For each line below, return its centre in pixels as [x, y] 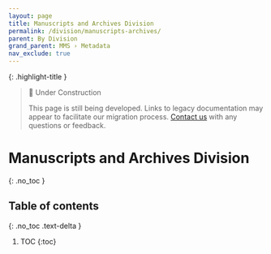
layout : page [30, 16]
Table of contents [54, 207]
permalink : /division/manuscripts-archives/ [85, 31]
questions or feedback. [67, 125]
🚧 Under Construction [65, 93]
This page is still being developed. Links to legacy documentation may [146, 108]
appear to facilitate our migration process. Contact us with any [133, 117]
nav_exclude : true [39, 54]
